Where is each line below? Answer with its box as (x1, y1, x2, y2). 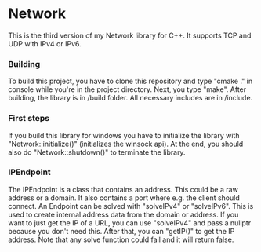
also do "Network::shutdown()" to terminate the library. (8, 147, 186, 157)
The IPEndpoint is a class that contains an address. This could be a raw (8, 184, 239, 194)
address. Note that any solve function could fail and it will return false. (8, 235, 234, 244)
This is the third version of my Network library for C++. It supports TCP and (8, 31, 252, 40)
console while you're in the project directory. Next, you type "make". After (8, 85, 247, 94)
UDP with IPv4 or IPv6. (8, 38, 82, 48)
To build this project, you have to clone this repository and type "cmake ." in (8, 76, 253, 86)
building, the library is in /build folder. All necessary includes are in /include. (8, 93, 253, 103)
